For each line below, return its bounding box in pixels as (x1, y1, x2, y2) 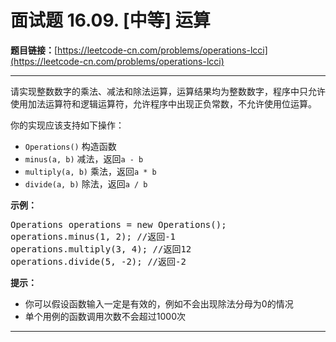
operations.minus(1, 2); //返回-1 (10, 231, 177, 242)
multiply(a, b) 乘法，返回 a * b (24, 165, 157, 177)
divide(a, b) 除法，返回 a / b (24, 177, 148, 190)
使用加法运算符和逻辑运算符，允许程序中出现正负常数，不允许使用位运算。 (10, 97, 317, 110)
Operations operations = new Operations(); (10, 219, 227, 230)
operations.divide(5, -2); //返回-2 (10, 256, 187, 267)
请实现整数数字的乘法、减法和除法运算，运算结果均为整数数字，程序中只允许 (10, 85, 326, 97)
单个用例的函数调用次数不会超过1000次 (24, 310, 186, 322)
